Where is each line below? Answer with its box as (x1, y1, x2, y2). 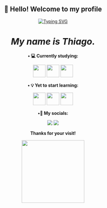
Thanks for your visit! (30, 130, 76, 136)
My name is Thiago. (10, 36, 95, 47)
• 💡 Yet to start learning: (27, 82, 78, 88)
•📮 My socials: (37, 110, 68, 116)
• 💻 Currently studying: (27, 53, 78, 59)
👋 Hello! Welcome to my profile (3, 5, 102, 14)
